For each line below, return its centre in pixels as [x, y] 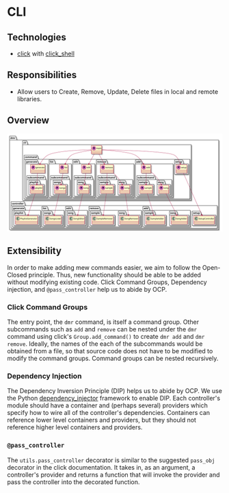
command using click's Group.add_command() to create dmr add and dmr [106, 337]
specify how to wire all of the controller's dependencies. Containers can [109, 413]
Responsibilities [42, 75]
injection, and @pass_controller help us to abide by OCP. [87, 289]
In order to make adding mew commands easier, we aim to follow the [104, 267]
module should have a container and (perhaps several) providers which [108, 405]
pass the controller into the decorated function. [73, 482]
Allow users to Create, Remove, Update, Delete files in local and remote [118, 91]
